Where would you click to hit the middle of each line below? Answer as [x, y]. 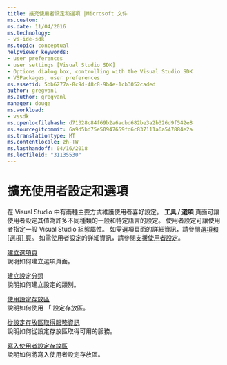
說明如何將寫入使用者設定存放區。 [56, 354]
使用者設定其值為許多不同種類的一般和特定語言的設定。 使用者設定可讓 [108, 220]
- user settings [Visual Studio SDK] [61, 65]
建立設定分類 [25, 275]
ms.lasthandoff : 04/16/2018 [48, 149]
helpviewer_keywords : [38, 53]
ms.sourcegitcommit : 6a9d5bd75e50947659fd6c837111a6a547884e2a [100, 129]
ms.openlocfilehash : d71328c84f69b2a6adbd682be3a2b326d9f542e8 [100, 123]
